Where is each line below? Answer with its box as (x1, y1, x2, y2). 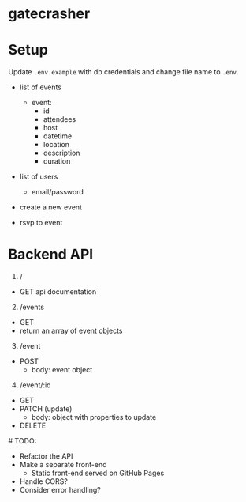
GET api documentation (19, 287, 97, 296)
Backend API (8, 246, 94, 263)
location (43, 140, 69, 149)
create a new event (19, 202, 83, 212)
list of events (19, 82, 61, 92)
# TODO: (8, 436, 37, 446)
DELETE (19, 421, 47, 431)
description (43, 148, 80, 158)
